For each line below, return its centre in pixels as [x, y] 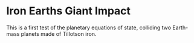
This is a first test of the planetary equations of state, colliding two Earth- [97, 27]
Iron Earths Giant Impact [69, 11]
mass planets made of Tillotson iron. [51, 33]
